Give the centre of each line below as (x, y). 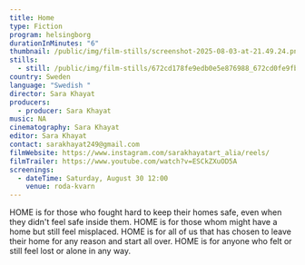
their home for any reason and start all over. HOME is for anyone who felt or (151, 241)
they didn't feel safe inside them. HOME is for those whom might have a (143, 222)
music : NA (28, 119)
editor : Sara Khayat (49, 136)
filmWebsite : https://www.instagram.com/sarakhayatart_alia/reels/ (140, 152)
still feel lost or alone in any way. (70, 251)
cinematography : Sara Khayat (64, 128)
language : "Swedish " (50, 85)
